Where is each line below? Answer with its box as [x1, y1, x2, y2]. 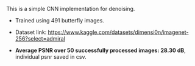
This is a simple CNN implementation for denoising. [6, 5, 135, 12]
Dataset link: [15, 28, 47, 36]
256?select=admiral [15, 35, 66, 42]
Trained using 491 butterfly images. [15, 17, 105, 24]
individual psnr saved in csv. [15, 53, 87, 60]
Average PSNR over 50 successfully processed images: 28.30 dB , [15, 47, 186, 54]
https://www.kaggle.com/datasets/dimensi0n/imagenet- [48, 28, 189, 36]
